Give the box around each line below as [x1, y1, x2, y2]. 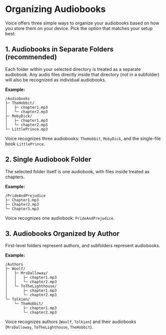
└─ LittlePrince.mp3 [5, 126, 48, 132]
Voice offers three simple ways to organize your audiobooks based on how [5, 20, 159, 26]
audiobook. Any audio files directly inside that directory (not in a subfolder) [5, 71, 160, 77]
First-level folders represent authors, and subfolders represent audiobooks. [5, 243, 160, 249]
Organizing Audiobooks [5, 3, 106, 15]
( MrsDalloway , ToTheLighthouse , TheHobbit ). [5, 324, 93, 330]
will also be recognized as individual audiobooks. [5, 76, 106, 83]
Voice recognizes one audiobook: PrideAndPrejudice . [5, 215, 115, 221]
